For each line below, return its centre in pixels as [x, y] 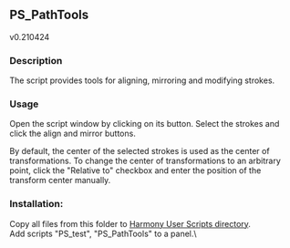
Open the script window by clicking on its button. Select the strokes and [145, 124]
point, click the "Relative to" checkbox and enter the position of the [135, 170]
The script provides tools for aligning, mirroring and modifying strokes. [142, 80]
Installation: [36, 204]
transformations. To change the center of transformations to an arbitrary [145, 161]
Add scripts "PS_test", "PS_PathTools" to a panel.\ [104, 233]
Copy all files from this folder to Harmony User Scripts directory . [130, 223]
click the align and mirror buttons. [73, 134]
